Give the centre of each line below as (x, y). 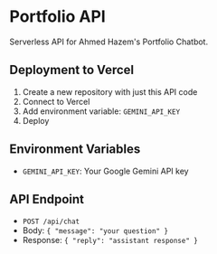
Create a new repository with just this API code (110, 91)
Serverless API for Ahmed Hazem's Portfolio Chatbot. (109, 42)
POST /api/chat (51, 222)
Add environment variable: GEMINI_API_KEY (101, 111)
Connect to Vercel (56, 101)
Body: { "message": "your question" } (95, 230)
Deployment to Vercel (71, 70)
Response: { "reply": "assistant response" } (110, 240)
